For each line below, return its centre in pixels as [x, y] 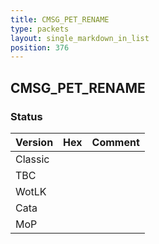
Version [34, 142]
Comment [115, 142]
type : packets [40, 29]
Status [26, 116]
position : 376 [40, 47]
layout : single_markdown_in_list [80, 38]
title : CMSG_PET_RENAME [60, 19]
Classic [32, 159]
